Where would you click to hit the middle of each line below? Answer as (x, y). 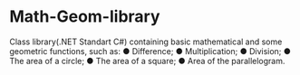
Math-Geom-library (85, 17)
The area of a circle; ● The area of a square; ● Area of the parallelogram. (147, 61)
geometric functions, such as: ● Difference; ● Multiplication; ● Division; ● (150, 51)
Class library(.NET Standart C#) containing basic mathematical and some (146, 42)
